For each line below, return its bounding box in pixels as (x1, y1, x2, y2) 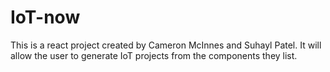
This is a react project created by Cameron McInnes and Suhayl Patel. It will (10, 39, 322, 51)
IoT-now (10, 6, 81, 29)
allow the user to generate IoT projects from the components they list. (10, 49, 298, 61)
